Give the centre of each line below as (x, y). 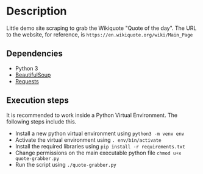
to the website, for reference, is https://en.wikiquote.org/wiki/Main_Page (100, 34)
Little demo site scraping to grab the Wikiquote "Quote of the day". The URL (101, 28)
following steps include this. (41, 121)
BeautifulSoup (33, 75)
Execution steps (37, 101)
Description (37, 11)
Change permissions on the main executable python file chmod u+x (98, 153)
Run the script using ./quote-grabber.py (66, 164)
